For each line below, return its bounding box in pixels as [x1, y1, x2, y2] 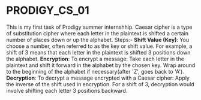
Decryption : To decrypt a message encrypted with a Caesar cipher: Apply [6, 74, 190, 81]
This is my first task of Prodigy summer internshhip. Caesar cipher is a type [6, 23, 193, 31]
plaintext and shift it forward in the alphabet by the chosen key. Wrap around [6, 61, 196, 69]
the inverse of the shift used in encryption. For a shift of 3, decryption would [6, 80, 194, 87]
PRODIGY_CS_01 [6, 4, 90, 17]
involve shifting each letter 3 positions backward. [6, 87, 128, 94]
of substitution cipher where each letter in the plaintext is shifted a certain [6, 29, 189, 37]
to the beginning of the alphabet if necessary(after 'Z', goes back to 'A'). [6, 68, 184, 75]
